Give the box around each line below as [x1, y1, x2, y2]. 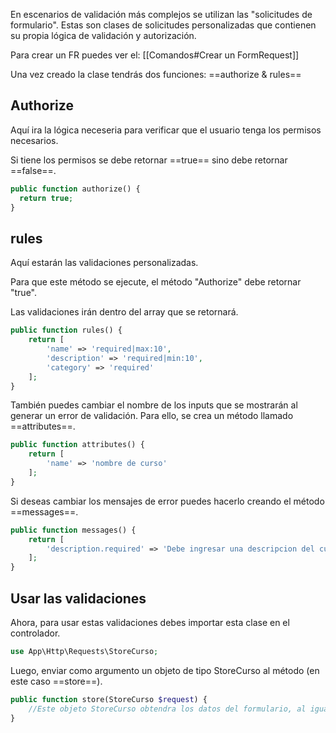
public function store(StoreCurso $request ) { [10, 694, 208, 704]
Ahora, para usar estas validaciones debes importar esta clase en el [10, 616, 290, 628]
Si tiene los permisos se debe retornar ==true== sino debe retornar [10, 154, 288, 166]
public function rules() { [10, 325, 123, 336]
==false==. [10, 164, 57, 176]
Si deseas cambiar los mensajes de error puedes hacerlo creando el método [10, 495, 325, 507]
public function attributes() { [10, 440, 145, 450]
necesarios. [10, 134, 59, 146]
